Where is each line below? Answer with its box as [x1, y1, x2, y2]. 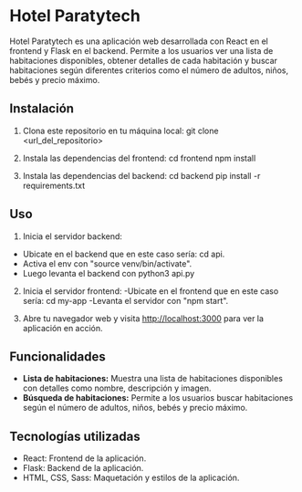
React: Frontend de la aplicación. [22, 453, 147, 464]
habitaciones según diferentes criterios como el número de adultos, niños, [9, 65, 289, 76]
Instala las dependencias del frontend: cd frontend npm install [22, 152, 256, 163]
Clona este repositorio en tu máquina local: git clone [22, 125, 219, 136]
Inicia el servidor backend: [22, 230, 123, 242]
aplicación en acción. [22, 322, 103, 333]
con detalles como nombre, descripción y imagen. [22, 382, 212, 393]
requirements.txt [22, 180, 86, 191]
